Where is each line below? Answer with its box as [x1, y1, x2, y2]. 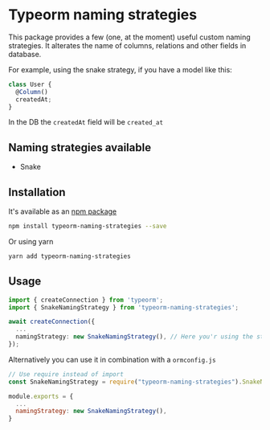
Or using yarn [8, 236, 54, 246]
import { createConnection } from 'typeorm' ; [8, 296, 163, 304]
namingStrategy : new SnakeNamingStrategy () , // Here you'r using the [15, 333, 253, 341]
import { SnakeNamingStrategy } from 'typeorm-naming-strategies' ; [8, 303, 239, 311]
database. [8, 49, 42, 59]
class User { [8, 80, 52, 88]
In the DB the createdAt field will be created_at [8, 117, 163, 127]
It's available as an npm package [8, 207, 117, 216]
